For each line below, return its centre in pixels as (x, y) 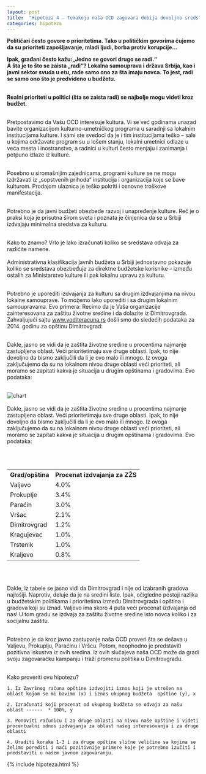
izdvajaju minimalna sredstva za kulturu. (57, 224)
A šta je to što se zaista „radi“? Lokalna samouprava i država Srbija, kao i (101, 66)
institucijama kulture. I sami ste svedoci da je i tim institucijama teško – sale (101, 135)
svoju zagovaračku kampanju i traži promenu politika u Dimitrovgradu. (95, 659)
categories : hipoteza (35, 23)
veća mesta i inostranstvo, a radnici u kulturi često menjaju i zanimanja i (97, 149)
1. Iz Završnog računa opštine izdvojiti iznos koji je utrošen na (95, 689)
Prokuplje (24, 495)
